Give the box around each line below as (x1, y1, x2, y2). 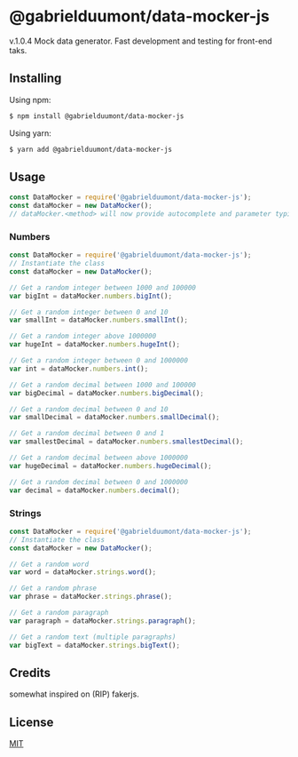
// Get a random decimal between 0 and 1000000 (9, 477, 189, 486)
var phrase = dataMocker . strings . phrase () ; (9, 593, 173, 602)
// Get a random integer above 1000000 (9, 331, 157, 341)
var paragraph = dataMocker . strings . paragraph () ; (9, 616, 197, 626)
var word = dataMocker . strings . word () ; (9, 568, 157, 577)
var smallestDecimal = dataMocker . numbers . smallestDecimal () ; (9, 437, 244, 446)
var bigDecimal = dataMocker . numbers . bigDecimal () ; (9, 388, 204, 397)
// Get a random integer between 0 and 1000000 (9, 356, 189, 365)
